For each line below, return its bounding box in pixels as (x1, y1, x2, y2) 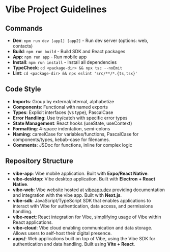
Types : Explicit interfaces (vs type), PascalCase (12, 109, 114, 116)
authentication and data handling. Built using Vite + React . (12, 241, 135, 247)
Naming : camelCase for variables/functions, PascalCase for (12, 131, 139, 137)
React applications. (12, 219, 53, 225)
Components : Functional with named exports (12, 104, 108, 110)
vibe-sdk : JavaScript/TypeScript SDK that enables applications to (12, 197, 151, 203)
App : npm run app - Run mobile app (12, 54, 87, 60)
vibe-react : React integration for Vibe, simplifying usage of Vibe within (12, 214, 161, 220)
